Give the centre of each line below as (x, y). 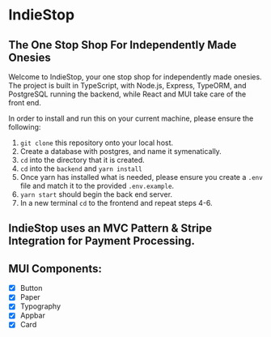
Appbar (33, 316)
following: (25, 127)
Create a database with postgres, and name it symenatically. (121, 151)
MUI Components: (55, 269)
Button (31, 288)
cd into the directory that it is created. (83, 160)
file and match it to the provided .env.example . (97, 186)
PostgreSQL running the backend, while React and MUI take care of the (127, 94)
